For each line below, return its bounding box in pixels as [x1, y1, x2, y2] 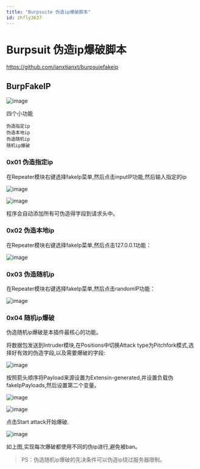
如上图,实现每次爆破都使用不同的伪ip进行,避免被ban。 [6, 443, 141, 451]
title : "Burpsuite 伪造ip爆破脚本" [6, 9, 91, 15]
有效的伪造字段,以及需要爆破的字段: [16, 349, 106, 357]
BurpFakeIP [6, 81, 51, 92]
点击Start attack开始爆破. [6, 418, 69, 426]
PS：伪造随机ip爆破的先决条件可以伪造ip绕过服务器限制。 [21, 456, 165, 464]
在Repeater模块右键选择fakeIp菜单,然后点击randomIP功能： [6, 285, 156, 293]
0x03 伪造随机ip [6, 270, 55, 278]
